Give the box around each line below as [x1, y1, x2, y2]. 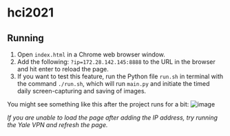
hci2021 [7, 5, 54, 21]
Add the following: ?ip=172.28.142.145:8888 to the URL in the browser [17, 58, 216, 66]
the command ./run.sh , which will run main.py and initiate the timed [17, 80, 210, 87]
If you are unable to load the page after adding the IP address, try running [7, 113, 218, 122]
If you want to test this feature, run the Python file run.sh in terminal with [17, 72, 224, 80]
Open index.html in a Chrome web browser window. [17, 50, 165, 58]
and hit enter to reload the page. [17, 65, 109, 73]
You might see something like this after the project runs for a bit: [7, 100, 189, 108]
